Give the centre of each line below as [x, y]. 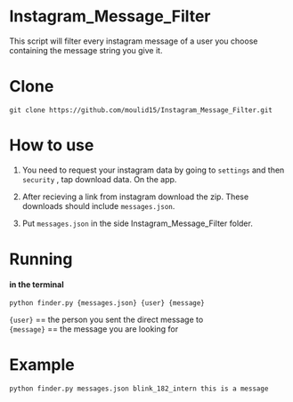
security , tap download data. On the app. [99, 179]
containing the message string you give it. [86, 50]
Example [42, 365]
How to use [52, 145]
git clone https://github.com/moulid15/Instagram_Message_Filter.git [141, 110]
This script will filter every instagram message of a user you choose [134, 41]
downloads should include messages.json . [98, 205]
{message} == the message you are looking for [94, 329]
